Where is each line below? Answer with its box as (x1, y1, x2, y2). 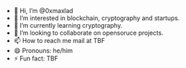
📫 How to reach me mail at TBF (13, 37, 105, 44)
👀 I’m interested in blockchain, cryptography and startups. (13, 14, 180, 22)
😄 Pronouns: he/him (13, 46, 73, 55)
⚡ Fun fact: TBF (13, 54, 58, 62)
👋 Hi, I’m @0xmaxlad (13, 7, 74, 15)
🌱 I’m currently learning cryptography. (13, 22, 123, 29)
